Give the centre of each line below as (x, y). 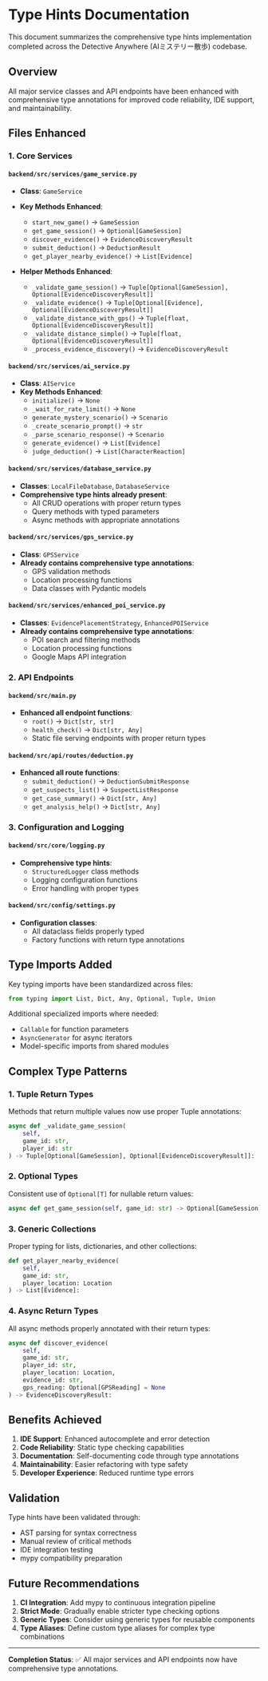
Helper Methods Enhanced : (66, 272)
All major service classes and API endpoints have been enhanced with (124, 91)
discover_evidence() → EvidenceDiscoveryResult (112, 239)
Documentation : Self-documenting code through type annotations (129, 1456)
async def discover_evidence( (59, 1343)
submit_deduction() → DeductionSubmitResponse (110, 781)
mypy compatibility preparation (71, 1558)
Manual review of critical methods (75, 1541)
